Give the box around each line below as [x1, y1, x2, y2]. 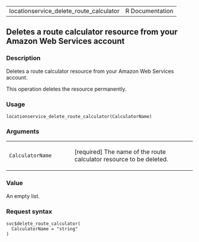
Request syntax [6, 207, 52, 215]
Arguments [6, 127, 40, 135]
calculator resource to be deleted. [74, 155, 169, 164]
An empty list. [6, 192, 40, 199]
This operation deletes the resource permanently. [6, 85, 127, 93]
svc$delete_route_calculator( [6, 221, 81, 227]
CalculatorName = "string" [11, 225, 78, 232]
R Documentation [125, 7, 174, 15]
